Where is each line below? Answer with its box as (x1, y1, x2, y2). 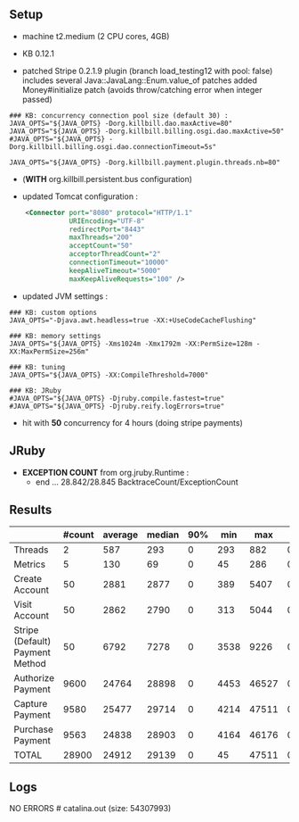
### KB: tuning (9, 362, 66, 371)
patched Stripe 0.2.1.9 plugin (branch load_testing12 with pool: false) (21, 65, 273, 76)
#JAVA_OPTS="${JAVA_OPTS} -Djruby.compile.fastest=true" (9, 394, 225, 403)
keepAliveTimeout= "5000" (69, 266, 162, 275)
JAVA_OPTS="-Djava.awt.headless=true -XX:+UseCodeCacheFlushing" (9, 316, 256, 325)
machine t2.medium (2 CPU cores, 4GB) (21, 30, 170, 41)
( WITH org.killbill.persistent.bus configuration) (21, 173, 193, 184)
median (146, 528, 180, 541)
